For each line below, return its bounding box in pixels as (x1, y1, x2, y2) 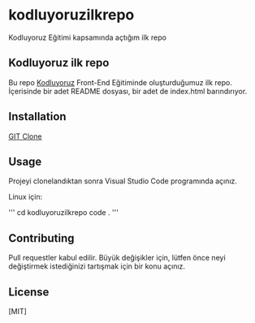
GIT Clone (8, 131, 42, 141)
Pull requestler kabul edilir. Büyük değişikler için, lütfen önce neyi (8, 253, 226, 263)
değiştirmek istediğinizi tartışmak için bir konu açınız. (8, 261, 185, 271)
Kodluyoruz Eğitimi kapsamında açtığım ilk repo (8, 32, 166, 42)
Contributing (8, 231, 75, 245)
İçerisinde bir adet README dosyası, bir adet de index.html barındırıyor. (8, 86, 248, 96)
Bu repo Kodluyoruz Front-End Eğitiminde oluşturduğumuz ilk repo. (8, 77, 233, 87)
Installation (8, 110, 67, 123)
